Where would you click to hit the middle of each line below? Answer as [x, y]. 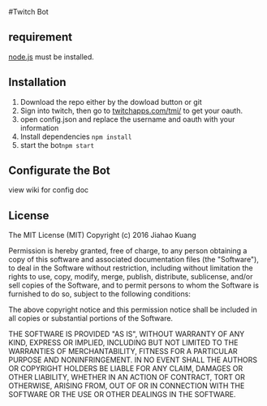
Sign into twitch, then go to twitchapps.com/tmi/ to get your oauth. [131, 110]
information [39, 127]
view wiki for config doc [49, 190]
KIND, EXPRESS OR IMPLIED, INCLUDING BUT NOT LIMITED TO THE [123, 343]
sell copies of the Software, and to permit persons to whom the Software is [134, 285]
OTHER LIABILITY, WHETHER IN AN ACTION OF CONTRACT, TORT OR [127, 378]
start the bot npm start [57, 145]
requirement [41, 37]
